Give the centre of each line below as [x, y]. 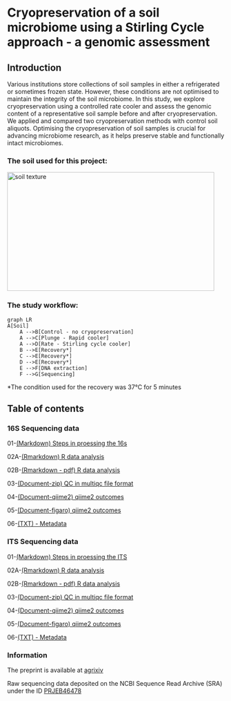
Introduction [34, 67]
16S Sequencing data [43, 428]
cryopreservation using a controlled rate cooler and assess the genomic [109, 106]
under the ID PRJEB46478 [44, 691]
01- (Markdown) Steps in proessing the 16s [67, 443]
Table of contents [46, 408]
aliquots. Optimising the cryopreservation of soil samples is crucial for [106, 128]
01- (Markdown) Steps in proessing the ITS [67, 557]
